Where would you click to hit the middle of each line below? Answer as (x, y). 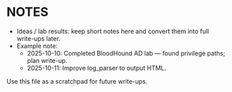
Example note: (37, 46)
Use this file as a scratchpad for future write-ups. (77, 81)
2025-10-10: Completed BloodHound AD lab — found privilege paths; (126, 53)
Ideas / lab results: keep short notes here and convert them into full (113, 31)
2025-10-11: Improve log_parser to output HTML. (97, 68)
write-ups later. (38, 38)
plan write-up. (47, 60)
